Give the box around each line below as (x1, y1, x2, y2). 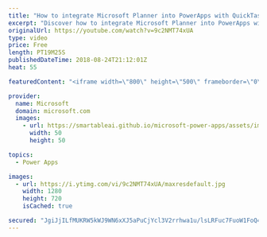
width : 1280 (22, 188, 62, 196)
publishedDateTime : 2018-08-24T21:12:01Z (8, 56, 148, 64)
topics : (8, 150, 34, 159)
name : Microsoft (15, 99, 69, 107)
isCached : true (22, 202, 73, 211)
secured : (8, 216, 37, 224)
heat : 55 (8, 64, 37, 72)
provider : (8, 92, 41, 100)
